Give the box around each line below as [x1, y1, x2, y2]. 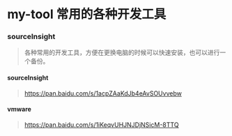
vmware [7, 105, 31, 114]
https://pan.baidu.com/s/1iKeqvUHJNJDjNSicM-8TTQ [24, 120, 179, 129]
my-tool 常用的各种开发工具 [7, 6, 167, 22]
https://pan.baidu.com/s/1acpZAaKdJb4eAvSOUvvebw [24, 89, 183, 98]
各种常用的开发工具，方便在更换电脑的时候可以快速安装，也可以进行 [24, 48, 220, 56]
